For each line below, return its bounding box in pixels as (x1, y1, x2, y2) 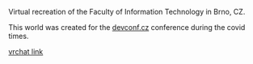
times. (8, 32, 29, 41)
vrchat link (8, 47, 44, 56)
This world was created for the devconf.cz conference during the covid (8, 23, 246, 32)
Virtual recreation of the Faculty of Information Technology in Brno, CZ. (8, 7, 246, 16)
